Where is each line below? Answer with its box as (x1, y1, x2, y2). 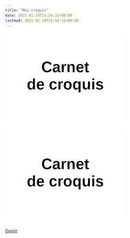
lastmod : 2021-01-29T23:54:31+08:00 (5, 18, 79, 23)
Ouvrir (5, 228, 18, 234)
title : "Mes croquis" (5, 8, 49, 13)
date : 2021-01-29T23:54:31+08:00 (5, 13, 72, 18)
